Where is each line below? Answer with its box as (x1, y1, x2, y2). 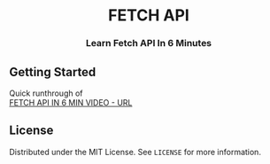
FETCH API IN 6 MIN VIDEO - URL (9, 97, 133, 107)
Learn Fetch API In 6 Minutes (85, 37, 212, 50)
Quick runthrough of (9, 88, 83, 98)
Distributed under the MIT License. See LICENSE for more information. (9, 146, 261, 157)
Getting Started (9, 64, 96, 80)
